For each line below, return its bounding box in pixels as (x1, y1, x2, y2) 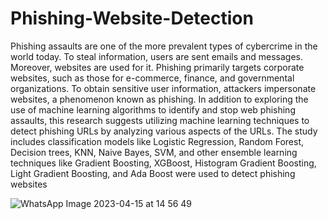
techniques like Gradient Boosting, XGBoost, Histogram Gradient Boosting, (10, 157, 317, 169)
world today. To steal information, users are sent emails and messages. (10, 50, 303, 62)
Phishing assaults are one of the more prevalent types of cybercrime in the (10, 40, 318, 52)
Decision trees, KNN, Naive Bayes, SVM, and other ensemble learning (10, 146, 298, 158)
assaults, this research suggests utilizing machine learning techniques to (10, 114, 310, 126)
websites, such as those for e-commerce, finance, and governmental (10, 72, 295, 84)
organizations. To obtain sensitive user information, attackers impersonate (10, 82, 317, 94)
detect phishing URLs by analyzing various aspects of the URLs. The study (10, 125, 318, 137)
